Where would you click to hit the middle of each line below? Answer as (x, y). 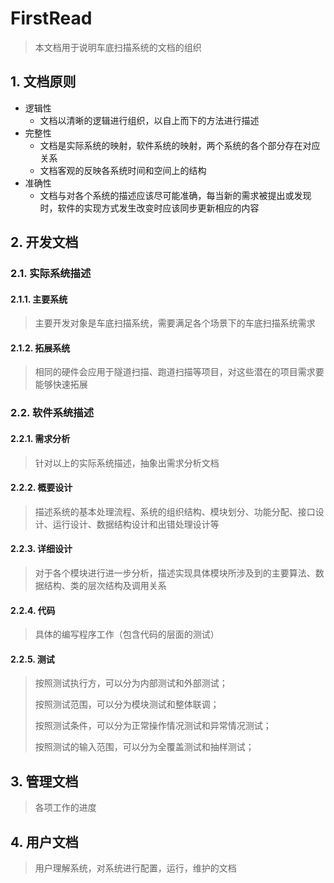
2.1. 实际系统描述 (51, 274)
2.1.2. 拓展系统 (40, 348)
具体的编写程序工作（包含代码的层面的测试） (127, 634)
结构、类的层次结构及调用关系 (105, 585)
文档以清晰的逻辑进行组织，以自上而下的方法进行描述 (149, 120)
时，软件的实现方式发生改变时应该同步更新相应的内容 (149, 208)
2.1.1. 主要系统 (39, 299)
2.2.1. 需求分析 (40, 438)
